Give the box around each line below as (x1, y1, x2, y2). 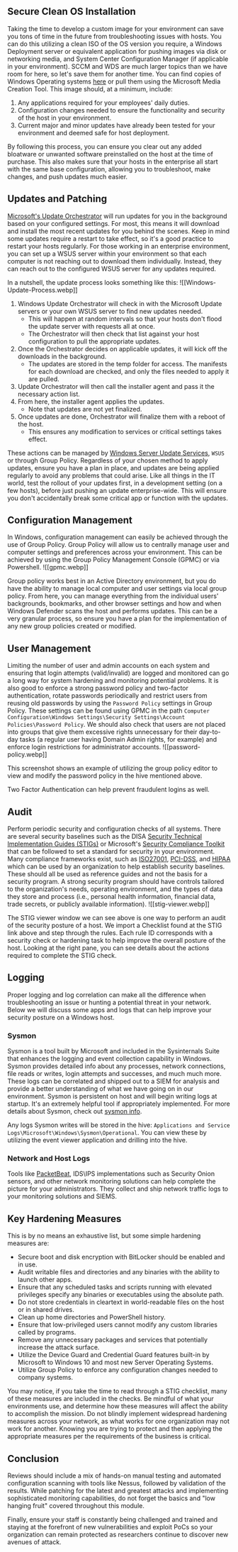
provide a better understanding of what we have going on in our (7, 1084, 193, 1093)
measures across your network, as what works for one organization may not (7, 1417, 230, 1426)
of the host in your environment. (17, 113, 112, 122)
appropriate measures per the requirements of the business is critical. (7, 1432, 211, 1441)
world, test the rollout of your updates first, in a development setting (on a (7, 478, 223, 487)
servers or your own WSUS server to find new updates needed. (17, 307, 203, 315)
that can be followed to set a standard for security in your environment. (7, 847, 215, 856)
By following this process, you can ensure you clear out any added (7, 142, 202, 151)
